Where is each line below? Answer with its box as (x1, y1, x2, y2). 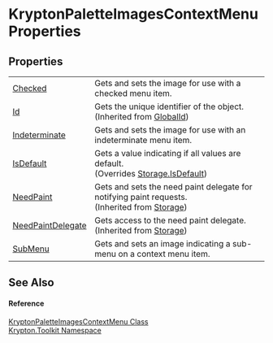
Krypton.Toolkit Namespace (8, 325, 102, 335)
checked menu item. (94, 88, 172, 98)
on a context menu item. (118, 249, 210, 259)
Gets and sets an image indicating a (94, 238, 231, 249)
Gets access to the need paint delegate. (94, 215, 246, 226)
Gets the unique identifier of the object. (94, 101, 245, 112)
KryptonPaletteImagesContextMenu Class (8, 316, 149, 326)
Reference (8, 298, 45, 308)
